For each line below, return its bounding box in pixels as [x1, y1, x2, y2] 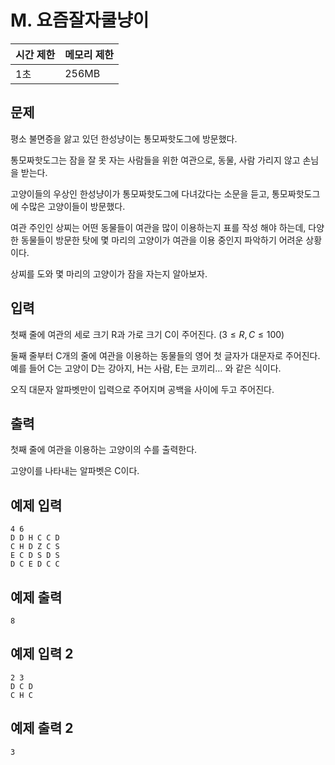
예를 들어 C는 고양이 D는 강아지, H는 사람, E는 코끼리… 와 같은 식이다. [10, 362, 282, 374]
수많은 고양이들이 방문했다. [20, 200, 126, 212]
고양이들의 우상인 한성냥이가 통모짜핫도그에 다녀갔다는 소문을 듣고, [10, 187, 270, 200]
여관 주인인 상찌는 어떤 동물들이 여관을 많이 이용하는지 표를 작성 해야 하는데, [10, 221, 307, 233]
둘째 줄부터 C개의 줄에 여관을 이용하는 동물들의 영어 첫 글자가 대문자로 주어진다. [10, 349, 321, 361]
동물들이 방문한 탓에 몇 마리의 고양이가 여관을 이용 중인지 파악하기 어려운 [20, 234, 304, 246]
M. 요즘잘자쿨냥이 [10, 9, 150, 32]
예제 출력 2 [10, 720, 74, 737]
